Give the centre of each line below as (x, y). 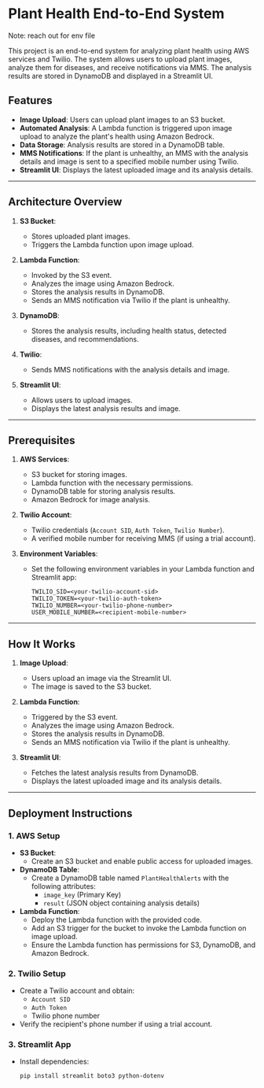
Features (30, 100)
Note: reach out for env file (52, 35)
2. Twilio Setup (37, 973)
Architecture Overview (65, 202)
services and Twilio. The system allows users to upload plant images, (120, 59)
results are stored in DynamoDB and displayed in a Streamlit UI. (111, 76)
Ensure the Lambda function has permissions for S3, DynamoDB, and (143, 945)
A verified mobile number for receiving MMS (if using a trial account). (143, 538)
